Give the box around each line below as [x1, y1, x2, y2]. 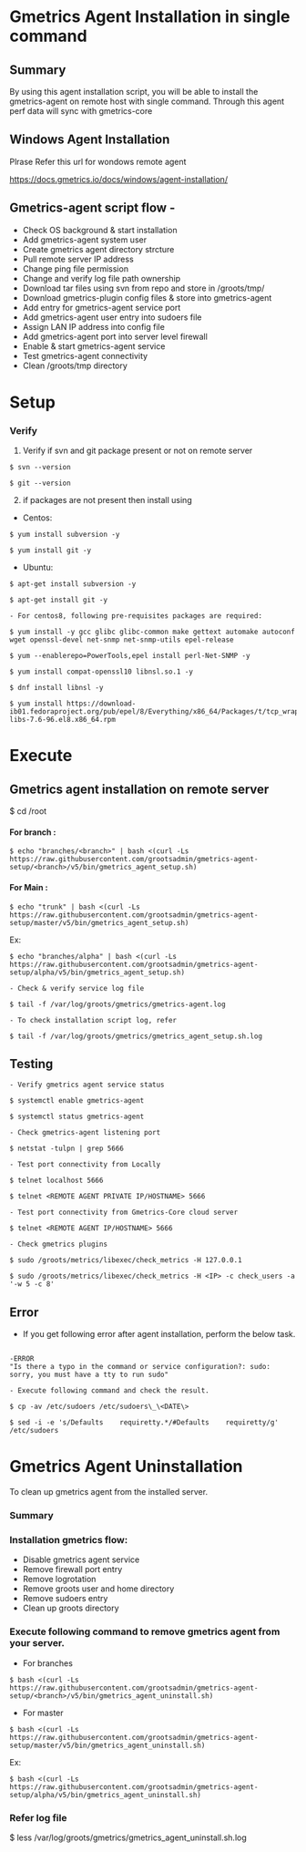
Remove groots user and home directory [22, 1583, 175, 1594]
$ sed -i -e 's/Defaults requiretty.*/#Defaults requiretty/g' [9, 1418, 280, 1427]
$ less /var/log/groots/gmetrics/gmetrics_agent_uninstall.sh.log [9, 1832, 248, 1843]
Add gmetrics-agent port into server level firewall [22, 331, 208, 342]
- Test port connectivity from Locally [9, 1160, 161, 1169]
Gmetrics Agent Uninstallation [9, 1456, 243, 1477]
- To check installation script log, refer [9, 1015, 178, 1024]
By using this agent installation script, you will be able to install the [9, 87, 259, 97]
